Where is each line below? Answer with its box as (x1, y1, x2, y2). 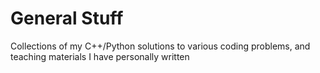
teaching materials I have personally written (10, 50, 190, 62)
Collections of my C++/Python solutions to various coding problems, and (10, 40, 311, 52)
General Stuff (10, 7, 124, 30)
